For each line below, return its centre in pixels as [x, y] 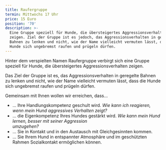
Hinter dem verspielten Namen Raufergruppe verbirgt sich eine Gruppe [77, 60]
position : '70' [21, 24]
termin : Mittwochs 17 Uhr [32, 14]
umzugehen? [25, 126]
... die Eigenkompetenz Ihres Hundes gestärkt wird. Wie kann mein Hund [86, 116]
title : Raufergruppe [26, 10]
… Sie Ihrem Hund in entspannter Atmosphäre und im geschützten [80, 137]
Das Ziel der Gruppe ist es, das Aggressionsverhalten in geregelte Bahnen [81, 75]
